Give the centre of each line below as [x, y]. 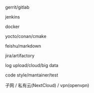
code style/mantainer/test [32, 75]
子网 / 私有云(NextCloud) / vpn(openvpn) [47, 85]
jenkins [12, 17]
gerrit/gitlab [17, 7]
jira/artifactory [20, 55]
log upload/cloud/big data [32, 65]
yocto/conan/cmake [26, 36]
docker [12, 26]
